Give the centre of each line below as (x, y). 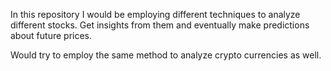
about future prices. (51, 35)
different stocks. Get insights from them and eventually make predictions (160, 25)
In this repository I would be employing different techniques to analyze (155, 14)
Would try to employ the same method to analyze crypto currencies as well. (166, 55)
